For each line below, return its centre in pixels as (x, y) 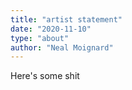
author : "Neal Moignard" (62, 47)
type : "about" (40, 38)
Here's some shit (45, 76)
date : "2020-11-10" (51, 29)
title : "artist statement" (66, 19)
